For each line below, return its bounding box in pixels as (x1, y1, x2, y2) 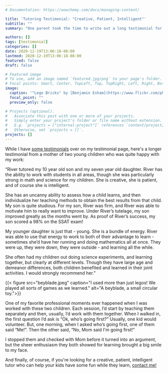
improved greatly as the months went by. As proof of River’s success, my (5, 213, 156, 219)
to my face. (5, 347, 28, 353)
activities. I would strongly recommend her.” (5, 270, 96, 276)
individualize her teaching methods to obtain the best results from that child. (5, 197, 162, 203)
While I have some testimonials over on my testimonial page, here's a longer (5, 146, 162, 152)
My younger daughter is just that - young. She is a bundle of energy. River (5, 228, 157, 234)
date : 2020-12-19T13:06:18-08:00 (5, 49, 75, 54)
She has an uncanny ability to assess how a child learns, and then (5, 192, 141, 198)
